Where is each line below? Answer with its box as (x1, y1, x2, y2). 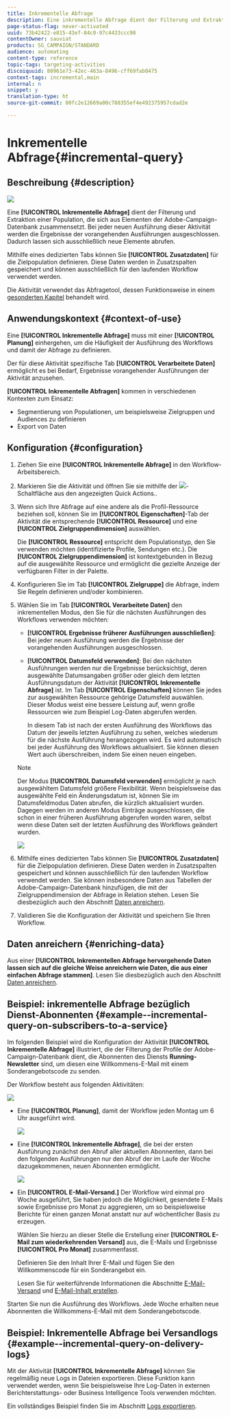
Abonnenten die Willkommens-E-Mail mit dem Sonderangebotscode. (7, 1307, 201, 1315)
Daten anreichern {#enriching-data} (7, 938, 165, 950)
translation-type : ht (7, 93, 69, 100)
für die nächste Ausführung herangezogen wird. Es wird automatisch (27, 736, 222, 744)
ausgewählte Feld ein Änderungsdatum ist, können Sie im (16, 791, 179, 800)
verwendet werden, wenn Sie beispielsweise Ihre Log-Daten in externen (7, 1381, 210, 1390)
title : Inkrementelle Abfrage (7, 10, 94, 17)
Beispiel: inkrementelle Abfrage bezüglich (7, 998, 190, 1010)
